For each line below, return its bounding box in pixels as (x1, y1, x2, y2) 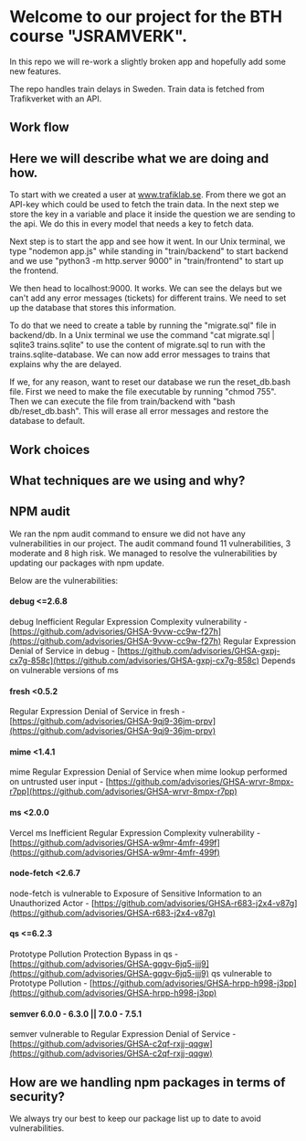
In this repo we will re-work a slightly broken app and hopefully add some (9, 56, 286, 67)
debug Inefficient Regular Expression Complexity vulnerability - (9, 616, 248, 627)
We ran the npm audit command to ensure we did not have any (9, 528, 247, 539)
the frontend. (9, 265, 59, 276)
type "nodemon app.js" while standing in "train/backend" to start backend (9, 246, 289, 257)
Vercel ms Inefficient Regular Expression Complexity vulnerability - (9, 827, 261, 838)
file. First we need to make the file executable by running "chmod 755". (9, 386, 277, 397)
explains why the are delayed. (9, 359, 121, 370)
